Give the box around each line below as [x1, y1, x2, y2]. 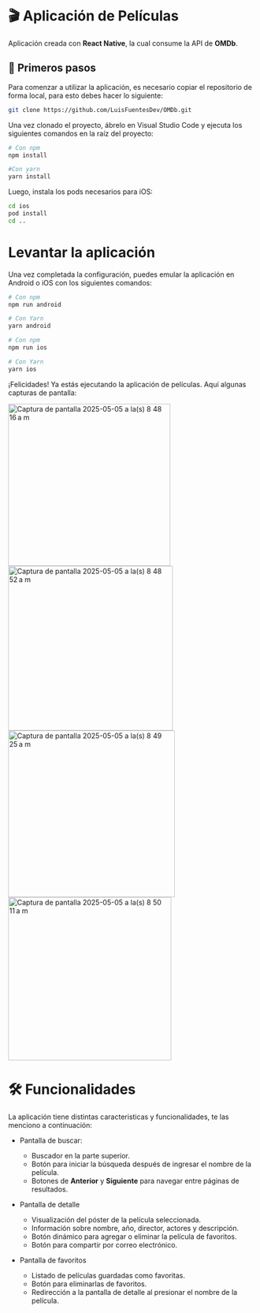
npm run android [8, 300, 61, 308]
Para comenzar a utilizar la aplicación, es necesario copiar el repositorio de [8, 82, 252, 91]
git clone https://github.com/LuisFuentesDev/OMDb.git [8, 106, 192, 114]
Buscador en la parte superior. [31, 1151, 130, 1160]
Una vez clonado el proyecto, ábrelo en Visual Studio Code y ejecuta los [8, 120, 243, 129]
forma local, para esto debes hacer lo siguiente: [8, 91, 163, 100]
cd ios [8, 203, 30, 211]
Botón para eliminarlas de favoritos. [31, 1279, 147, 1289]
